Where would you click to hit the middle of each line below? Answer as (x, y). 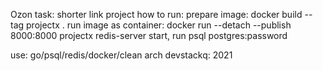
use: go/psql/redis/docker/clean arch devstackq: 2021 (121, 55)
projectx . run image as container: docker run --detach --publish (159, 25)
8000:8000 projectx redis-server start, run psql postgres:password (149, 35)
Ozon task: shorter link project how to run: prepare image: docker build (156, 14)
